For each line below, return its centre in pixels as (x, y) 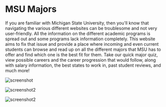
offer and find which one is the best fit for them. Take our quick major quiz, (82, 54)
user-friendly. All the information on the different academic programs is (78, 33)
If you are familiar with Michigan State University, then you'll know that (77, 23)
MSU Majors (31, 9)
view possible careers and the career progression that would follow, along (81, 60)
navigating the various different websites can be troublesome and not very (81, 28)
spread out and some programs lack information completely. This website (80, 39)
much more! (17, 70)
